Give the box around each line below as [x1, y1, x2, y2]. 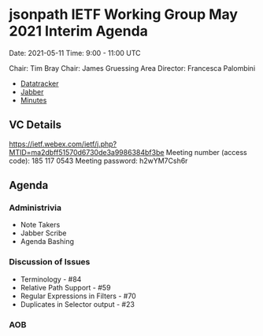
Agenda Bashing [20, 237, 74, 246]
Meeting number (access [165, 147, 247, 157]
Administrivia [9, 202, 62, 213]
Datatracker [20, 79, 59, 88]
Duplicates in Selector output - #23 [20, 299, 135, 308]
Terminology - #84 [20, 274, 82, 284]
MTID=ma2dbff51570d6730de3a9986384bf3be [9, 147, 165, 157]
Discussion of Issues [9, 257, 91, 268]
